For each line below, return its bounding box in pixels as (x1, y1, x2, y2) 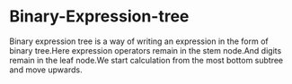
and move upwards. (9, 64, 83, 75)
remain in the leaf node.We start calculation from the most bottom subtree (9, 55, 284, 65)
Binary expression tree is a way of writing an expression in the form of (9, 36, 269, 46)
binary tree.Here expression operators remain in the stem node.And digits (9, 45, 282, 55)
